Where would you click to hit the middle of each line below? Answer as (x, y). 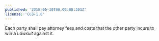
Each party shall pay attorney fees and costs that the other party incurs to (80, 28)
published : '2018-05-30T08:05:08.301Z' (46, 10)
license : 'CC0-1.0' (25, 14)
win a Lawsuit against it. (29, 33)
